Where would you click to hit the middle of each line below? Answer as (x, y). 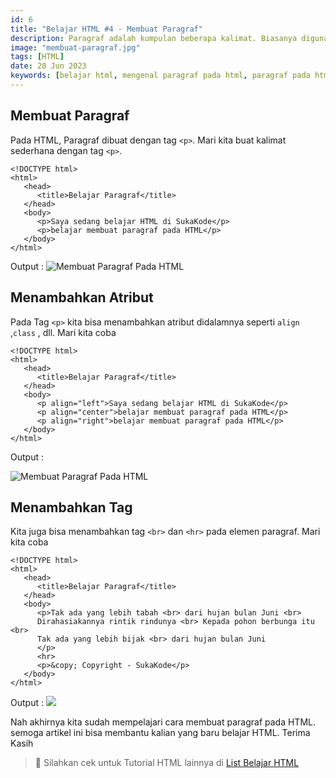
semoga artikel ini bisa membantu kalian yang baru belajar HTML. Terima (160, 733)
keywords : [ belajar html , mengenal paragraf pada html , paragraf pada (160, 76)
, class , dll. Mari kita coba (63, 332)
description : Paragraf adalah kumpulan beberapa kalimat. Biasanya (154, 38)
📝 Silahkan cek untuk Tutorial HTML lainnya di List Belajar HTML (167, 763)
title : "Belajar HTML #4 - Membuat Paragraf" (106, 29)
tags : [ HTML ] (37, 57)
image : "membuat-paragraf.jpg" (75, 47)
